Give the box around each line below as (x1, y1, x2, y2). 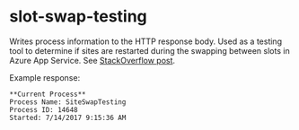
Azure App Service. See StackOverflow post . (9, 55, 176, 65)
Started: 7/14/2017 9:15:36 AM (9, 113, 127, 122)
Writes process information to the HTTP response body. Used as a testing (9, 36, 283, 47)
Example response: (9, 72, 81, 82)
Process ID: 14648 (9, 105, 78, 114)
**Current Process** (9, 90, 87, 99)
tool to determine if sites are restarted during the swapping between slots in (9, 45, 290, 56)
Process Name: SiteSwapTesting (9, 97, 127, 107)
